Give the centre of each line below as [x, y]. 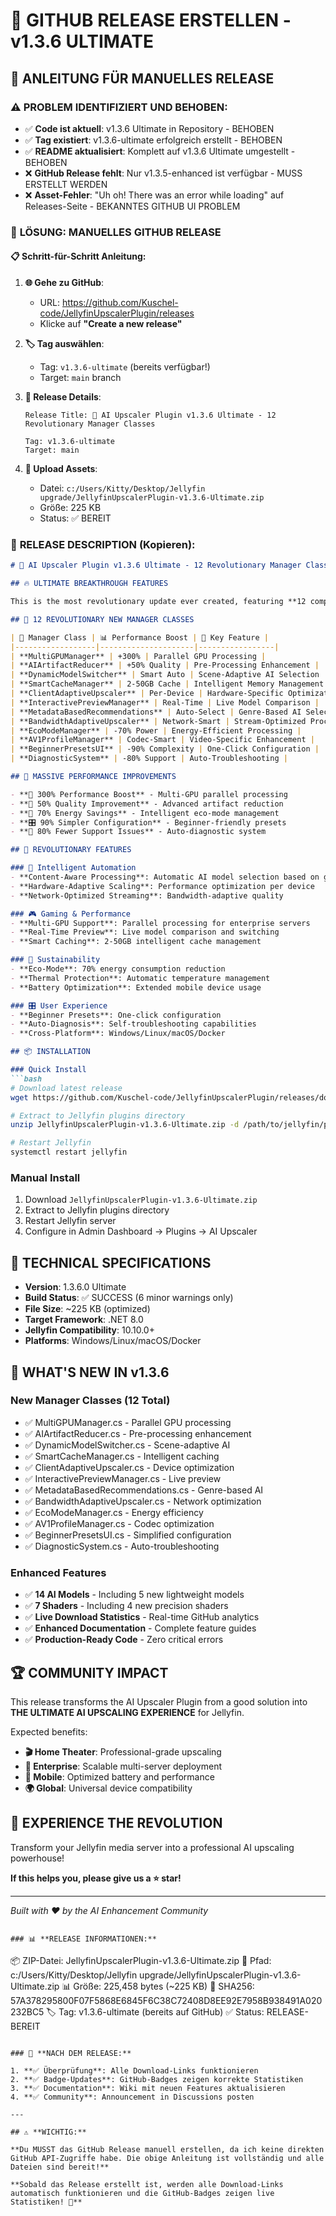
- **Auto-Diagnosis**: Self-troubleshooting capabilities [133, 1024]
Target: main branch [80, 377]
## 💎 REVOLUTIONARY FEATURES [71, 850]
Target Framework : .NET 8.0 [84, 1320]
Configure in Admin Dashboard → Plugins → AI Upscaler [141, 1231]
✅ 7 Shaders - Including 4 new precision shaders [126, 1606]
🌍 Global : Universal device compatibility [108, 1788]
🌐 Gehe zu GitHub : [64, 282]
